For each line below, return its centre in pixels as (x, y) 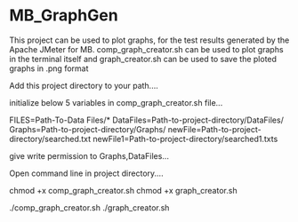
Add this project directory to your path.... (84, 85)
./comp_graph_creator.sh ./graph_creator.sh (89, 207)
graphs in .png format (49, 68)
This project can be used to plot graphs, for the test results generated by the (149, 40)
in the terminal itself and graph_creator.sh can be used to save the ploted (143, 59)
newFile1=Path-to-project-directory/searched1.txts (185, 139)
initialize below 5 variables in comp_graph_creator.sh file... (116, 102)
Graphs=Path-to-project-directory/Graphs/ (88, 129)
